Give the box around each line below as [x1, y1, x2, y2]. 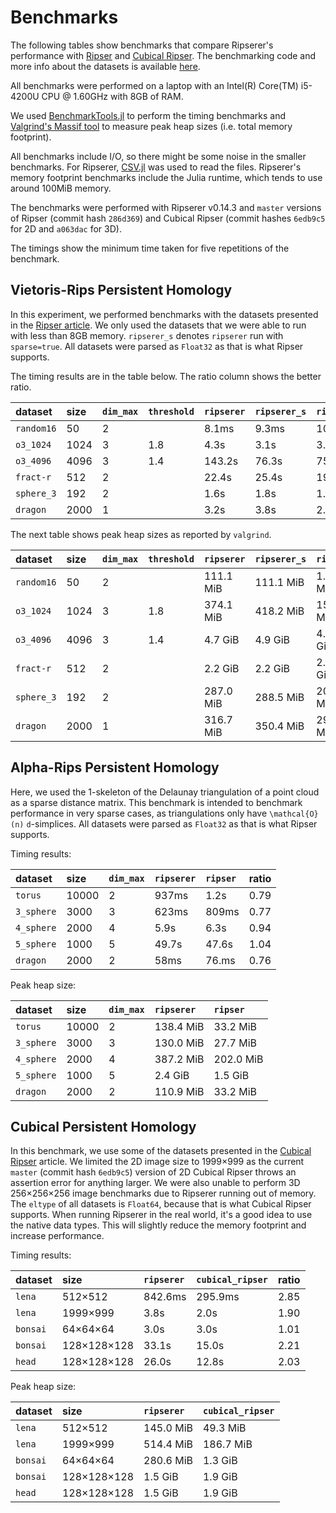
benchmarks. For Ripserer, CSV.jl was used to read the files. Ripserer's [10, 161, 302, 173]
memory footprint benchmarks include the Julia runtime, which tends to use [10, 171, 323, 183]
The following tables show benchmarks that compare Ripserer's [10, 39, 274, 51]
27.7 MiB [213, 1036, 258, 1050]
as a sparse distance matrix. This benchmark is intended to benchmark [10, 796, 303, 808]
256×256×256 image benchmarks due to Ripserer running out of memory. [10, 1187, 317, 1200]
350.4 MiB [254, 719, 305, 733]
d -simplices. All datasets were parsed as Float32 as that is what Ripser [26, 817, 318, 830]
